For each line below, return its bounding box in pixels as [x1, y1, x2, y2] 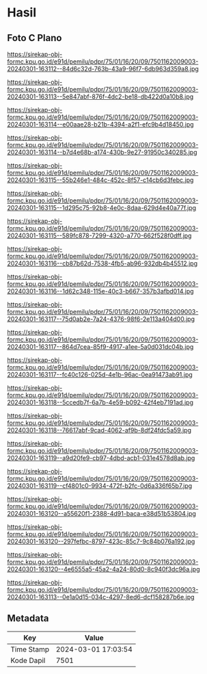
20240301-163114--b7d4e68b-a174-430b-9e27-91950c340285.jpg [7, 148, 197, 156]
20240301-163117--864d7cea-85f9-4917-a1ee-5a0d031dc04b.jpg [7, 343, 194, 350]
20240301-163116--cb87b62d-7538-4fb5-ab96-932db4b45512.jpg [7, 259, 198, 268]
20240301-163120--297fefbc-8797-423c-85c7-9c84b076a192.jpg [7, 537, 195, 545]
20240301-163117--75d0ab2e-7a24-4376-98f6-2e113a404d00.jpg [7, 315, 195, 323]
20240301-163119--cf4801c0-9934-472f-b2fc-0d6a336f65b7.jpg [7, 482, 193, 490]
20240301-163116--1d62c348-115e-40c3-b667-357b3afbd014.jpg [7, 287, 194, 295]
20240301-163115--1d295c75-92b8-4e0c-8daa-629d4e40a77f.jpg [7, 204, 197, 211]
